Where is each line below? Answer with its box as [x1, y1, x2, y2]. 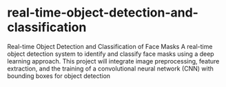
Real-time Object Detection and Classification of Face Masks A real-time [7, 42, 213, 50]
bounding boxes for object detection [7, 71, 111, 80]
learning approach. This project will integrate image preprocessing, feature [7, 57, 220, 65]
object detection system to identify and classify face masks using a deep [7, 50, 215, 58]
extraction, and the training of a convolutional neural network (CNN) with [7, 64, 214, 72]
